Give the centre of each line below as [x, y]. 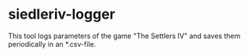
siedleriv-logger [62, 14]
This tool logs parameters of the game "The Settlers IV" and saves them [124, 36]
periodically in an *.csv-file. [52, 44]
